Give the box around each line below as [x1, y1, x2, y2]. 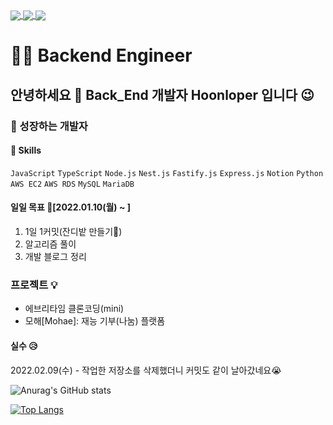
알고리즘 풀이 [24, 238, 77, 250]
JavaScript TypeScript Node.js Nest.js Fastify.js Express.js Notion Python [10, 168, 324, 178]
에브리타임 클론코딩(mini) [24, 303, 125, 315]
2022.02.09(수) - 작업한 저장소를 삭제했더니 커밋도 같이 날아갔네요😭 [10, 364, 282, 376]
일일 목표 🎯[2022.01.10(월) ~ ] [10, 201, 131, 213]
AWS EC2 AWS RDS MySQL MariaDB [10, 179, 135, 189]
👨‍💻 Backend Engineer [10, 44, 193, 67]
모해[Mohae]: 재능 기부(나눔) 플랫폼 [24, 315, 166, 327]
